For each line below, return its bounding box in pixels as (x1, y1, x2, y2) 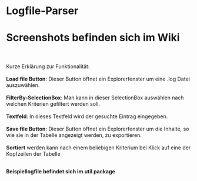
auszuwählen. (6, 82, 40, 89)
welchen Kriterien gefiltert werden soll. (6, 100, 100, 108)
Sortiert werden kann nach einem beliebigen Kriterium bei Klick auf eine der (6, 144, 191, 151)
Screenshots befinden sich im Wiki (6, 31, 181, 45)
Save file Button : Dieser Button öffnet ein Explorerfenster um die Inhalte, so (6, 125, 189, 133)
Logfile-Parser (6, 4, 79, 18)
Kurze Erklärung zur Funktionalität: (6, 63, 90, 70)
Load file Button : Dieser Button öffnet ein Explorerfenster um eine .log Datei (6, 75, 190, 83)
